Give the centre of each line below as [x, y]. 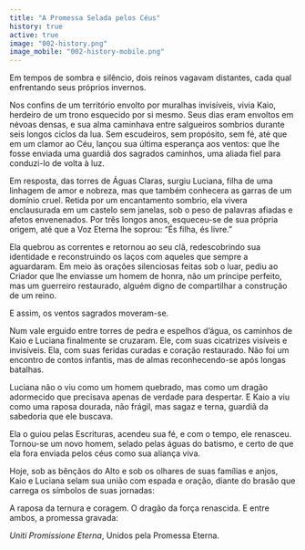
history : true [36, 26]
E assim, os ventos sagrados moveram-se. [89, 313]
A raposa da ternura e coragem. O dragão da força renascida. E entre [140, 508]
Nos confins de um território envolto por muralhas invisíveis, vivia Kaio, [142, 105]
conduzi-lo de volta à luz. [57, 163]
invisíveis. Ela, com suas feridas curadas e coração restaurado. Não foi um [149, 350]
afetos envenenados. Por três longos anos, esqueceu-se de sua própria [144, 220]
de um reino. [33, 296]
